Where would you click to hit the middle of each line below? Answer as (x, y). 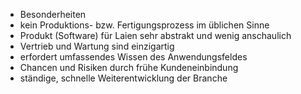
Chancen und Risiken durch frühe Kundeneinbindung (129, 67)
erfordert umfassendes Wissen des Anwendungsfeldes (133, 57)
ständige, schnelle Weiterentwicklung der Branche (123, 78)
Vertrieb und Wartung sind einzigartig (97, 46)
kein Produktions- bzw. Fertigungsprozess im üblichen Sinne (144, 25)
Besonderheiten (53, 14)
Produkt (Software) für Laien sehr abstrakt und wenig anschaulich (155, 35)
